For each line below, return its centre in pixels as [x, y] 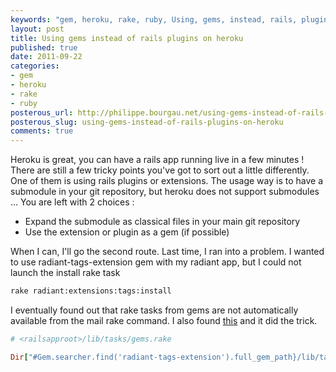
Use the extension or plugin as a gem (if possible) [127, 232]
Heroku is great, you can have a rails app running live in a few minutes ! [157, 160]
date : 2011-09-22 [46, 57]
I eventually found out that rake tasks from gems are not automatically [154, 310]
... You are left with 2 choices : [72, 202]
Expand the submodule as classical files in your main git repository [162, 222]
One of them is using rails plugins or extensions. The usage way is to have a [167, 181]
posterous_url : [42, 112]
